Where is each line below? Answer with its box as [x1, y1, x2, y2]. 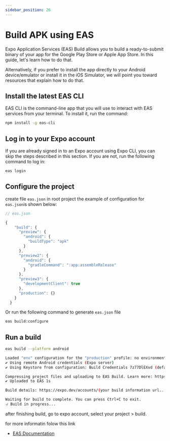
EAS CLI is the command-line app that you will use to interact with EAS [5, 105, 153, 111]
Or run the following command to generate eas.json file [5, 309, 121, 315]
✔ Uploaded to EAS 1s [5, 379, 51, 384]
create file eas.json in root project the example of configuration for [5, 196, 145, 202]
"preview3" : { [18, 277, 49, 282]
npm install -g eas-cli [5, 120, 56, 125]
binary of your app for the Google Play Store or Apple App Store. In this [5, 51, 153, 57]
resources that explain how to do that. [5, 77, 84, 83]
